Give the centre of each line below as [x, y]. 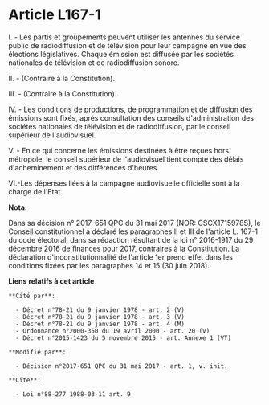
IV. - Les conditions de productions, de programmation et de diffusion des [130, 109]
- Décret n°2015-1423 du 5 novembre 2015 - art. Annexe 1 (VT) [123, 338]
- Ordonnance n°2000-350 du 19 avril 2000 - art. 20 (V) [113, 331]
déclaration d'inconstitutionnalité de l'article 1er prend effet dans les [121, 257]
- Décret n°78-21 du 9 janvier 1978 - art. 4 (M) [100, 324]
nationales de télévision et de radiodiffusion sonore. [94, 63]
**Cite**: [25, 380]
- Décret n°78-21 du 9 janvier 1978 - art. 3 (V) [100, 317]
